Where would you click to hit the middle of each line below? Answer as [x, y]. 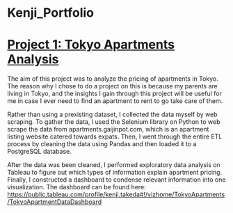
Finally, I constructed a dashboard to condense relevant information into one [116, 180]
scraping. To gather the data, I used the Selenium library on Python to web [114, 122]
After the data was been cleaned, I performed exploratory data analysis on [114, 165]
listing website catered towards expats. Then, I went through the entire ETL [115, 136]
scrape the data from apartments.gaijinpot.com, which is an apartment [108, 129]
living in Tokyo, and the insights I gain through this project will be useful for [115, 94]
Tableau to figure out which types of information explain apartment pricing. [115, 173]
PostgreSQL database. [39, 152]
